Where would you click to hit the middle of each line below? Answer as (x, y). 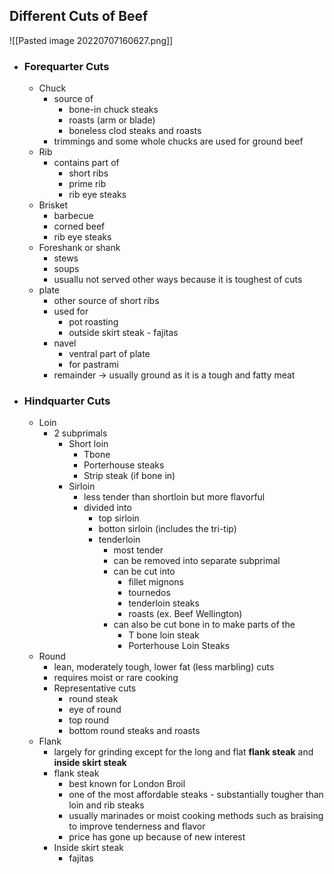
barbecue (73, 216)
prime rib (87, 184)
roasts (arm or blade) (112, 120)
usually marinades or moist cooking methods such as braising (196, 816)
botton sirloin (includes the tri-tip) (167, 529)
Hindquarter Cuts (67, 401)
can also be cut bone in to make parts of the (204, 625)
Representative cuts (95, 688)
